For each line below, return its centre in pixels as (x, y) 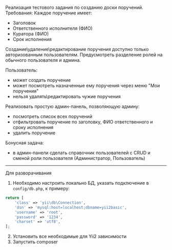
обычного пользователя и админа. (43, 60)
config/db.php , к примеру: (41, 188)
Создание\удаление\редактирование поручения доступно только (77, 49)
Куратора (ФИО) (31, 34)
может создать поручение (42, 80)
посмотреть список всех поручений (52, 116)
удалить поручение (34, 133)
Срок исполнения (32, 39)
